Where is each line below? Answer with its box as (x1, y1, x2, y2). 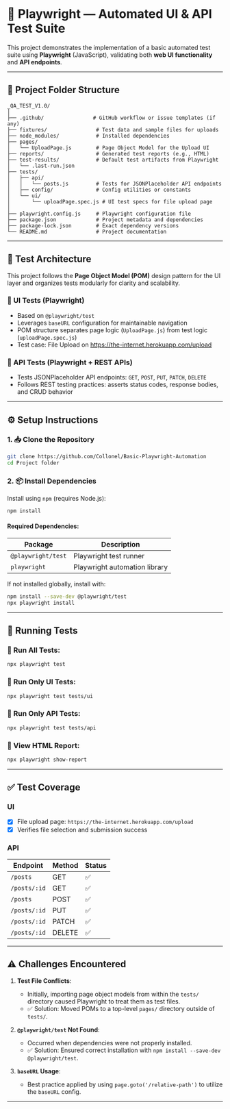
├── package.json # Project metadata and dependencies (7, 216, 204, 223)
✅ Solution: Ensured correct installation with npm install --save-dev (27, 1046, 221, 1054)
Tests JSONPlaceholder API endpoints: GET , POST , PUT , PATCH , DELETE (16, 373, 207, 382)
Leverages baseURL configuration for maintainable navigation (16, 319, 188, 327)
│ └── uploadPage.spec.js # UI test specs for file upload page (7, 198, 213, 205)
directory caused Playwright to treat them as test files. (27, 997, 181, 1006)
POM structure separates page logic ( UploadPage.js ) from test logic (16, 325, 208, 334)
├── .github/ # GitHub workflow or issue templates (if (7, 114, 216, 121)
